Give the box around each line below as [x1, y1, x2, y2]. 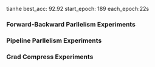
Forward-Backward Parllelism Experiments [6, 20, 136, 28]
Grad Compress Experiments [6, 53, 94, 61]
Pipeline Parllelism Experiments [6, 36, 102, 45]
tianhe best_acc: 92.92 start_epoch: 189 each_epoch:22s [6, 5, 150, 12]
